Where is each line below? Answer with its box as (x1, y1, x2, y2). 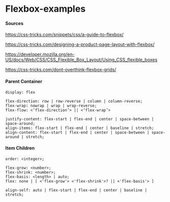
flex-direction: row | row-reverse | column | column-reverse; (5, 98, 143, 104)
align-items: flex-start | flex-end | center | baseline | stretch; (5, 125, 154, 131)
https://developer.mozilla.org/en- (5, 52, 75, 58)
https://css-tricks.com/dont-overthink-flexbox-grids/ (5, 67, 116, 73)
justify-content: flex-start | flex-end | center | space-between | (5, 116, 154, 121)
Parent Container (5, 78, 42, 84)
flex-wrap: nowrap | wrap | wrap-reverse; (5, 103, 97, 108)
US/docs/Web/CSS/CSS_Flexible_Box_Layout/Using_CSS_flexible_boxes (5, 57, 158, 63)
